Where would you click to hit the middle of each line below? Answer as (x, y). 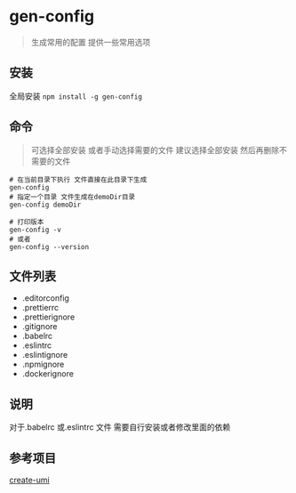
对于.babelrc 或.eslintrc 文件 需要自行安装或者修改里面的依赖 (120, 427)
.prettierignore (48, 317)
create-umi (30, 480)
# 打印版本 (27, 222)
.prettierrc (40, 308)
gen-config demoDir (45, 205)
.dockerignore (48, 374)
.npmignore (43, 364)
